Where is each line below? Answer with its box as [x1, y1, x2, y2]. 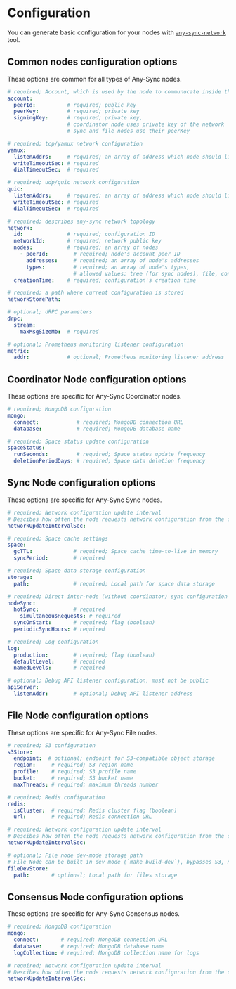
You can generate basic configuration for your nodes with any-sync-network [7, 28, 226, 37]
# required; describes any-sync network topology [7, 218, 156, 225]
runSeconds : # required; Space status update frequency [13, 451, 206, 458]
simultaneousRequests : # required [20, 613, 121, 620]
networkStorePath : [7, 296, 61, 303]
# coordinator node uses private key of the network [67, 121, 225, 128]
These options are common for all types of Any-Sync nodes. [7, 75, 183, 83]
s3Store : [7, 749, 33, 756]
